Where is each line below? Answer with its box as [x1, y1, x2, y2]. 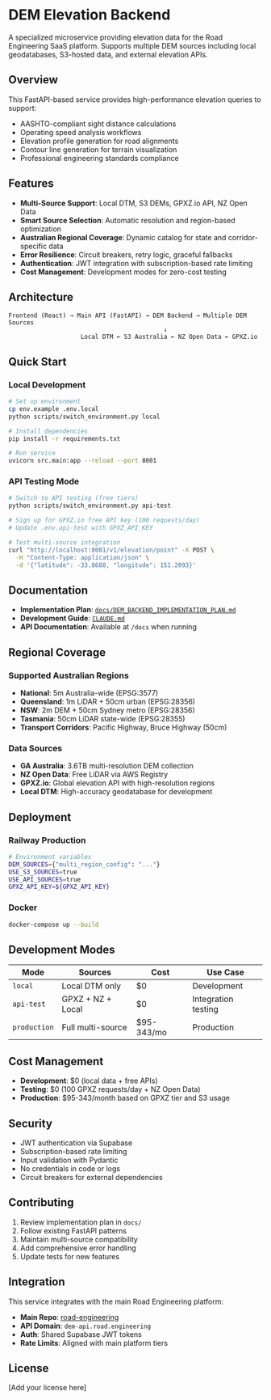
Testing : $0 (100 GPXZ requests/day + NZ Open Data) [19, 1085, 201, 1094]
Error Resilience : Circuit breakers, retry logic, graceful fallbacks [19, 249, 233, 260]
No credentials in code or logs [19, 1163, 121, 1174]
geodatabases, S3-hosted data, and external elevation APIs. [8, 49, 208, 59]
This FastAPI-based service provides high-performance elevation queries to [8, 95, 261, 104]
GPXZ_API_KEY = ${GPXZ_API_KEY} [8, 883, 110, 891]
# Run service [8, 449, 56, 458]
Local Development [8, 379, 86, 390]
